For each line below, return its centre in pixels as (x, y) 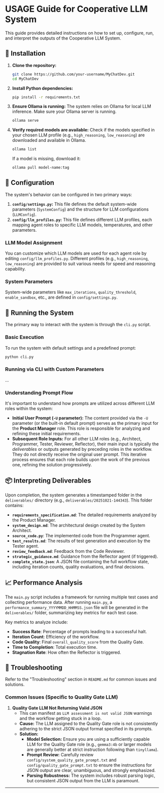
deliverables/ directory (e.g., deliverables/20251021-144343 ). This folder (79, 500)
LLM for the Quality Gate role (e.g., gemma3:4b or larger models (89, 744)
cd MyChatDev (25, 79)
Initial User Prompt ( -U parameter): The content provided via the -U (80, 418)
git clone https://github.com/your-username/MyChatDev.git (73, 74)
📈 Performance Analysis (44, 583)
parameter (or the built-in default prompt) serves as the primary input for (85, 423)
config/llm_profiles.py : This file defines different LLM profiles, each (82, 220)
